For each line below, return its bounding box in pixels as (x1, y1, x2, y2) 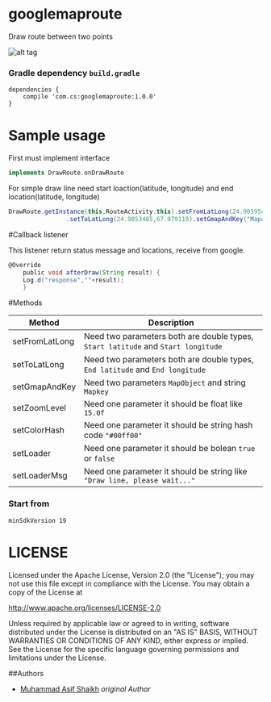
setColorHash (12, 424, 65, 436)
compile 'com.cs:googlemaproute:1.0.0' (23, 93, 157, 101)
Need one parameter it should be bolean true (83, 443, 256, 454)
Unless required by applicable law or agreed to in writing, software (8, 618, 230, 628)
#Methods (8, 298, 43, 307)
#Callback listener (8, 229, 69, 239)
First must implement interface (8, 153, 110, 163)
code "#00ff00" (83, 429, 143, 441)
